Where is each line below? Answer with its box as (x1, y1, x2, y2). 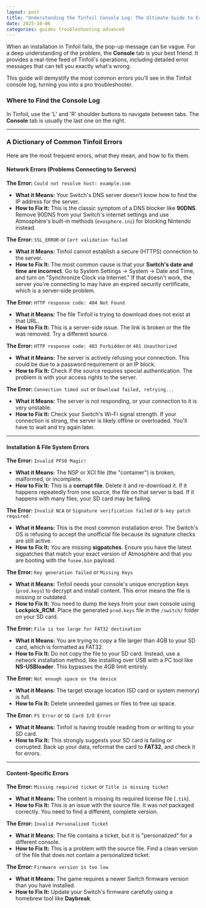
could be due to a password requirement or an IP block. (15, 360, 156, 368)
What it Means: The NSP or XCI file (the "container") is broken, (15, 469, 175, 476)
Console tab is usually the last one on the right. (6, 117, 126, 124)
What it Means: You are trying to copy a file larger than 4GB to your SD (15, 637, 196, 645)
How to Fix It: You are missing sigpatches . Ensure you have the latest (15, 544, 192, 551)
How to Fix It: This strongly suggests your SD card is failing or (15, 737, 173, 744)
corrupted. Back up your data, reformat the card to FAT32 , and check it (15, 743, 196, 751)
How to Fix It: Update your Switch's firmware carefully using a (15, 888, 173, 896)
